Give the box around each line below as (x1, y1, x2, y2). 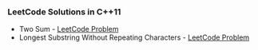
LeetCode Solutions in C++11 (7, 6, 121, 17)
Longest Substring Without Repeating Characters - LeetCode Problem (18, 33, 250, 42)
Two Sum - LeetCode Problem (18, 25, 119, 34)
